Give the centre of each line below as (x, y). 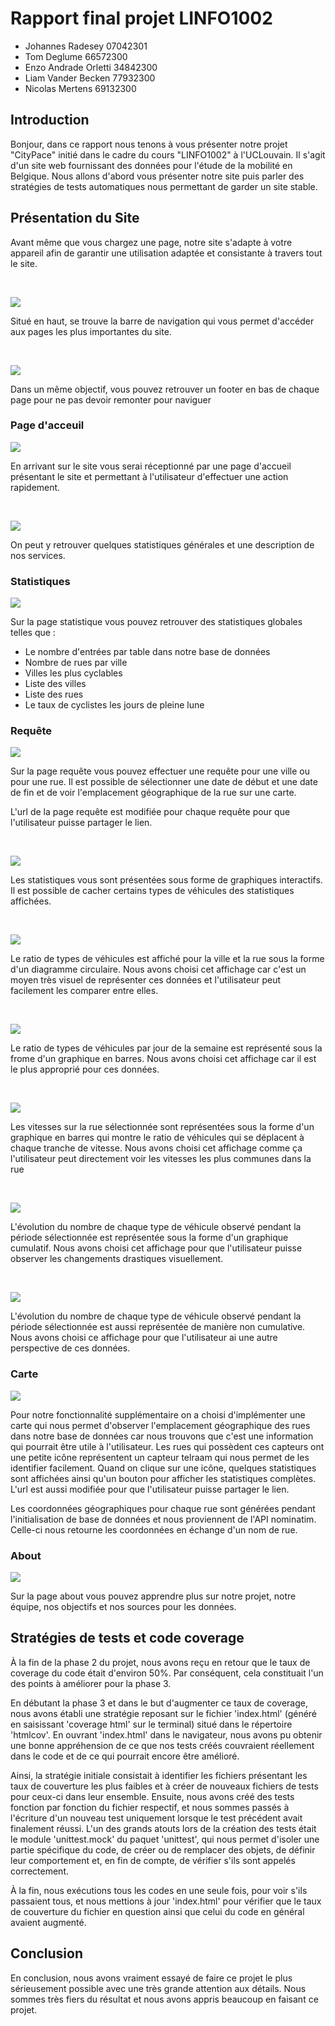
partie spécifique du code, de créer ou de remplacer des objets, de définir (163, 1849)
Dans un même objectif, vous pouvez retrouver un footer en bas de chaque (165, 389)
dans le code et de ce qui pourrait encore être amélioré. (125, 1756)
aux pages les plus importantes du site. (91, 331)
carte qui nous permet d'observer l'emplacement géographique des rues (160, 1425)
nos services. (38, 555)
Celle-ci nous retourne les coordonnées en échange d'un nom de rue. (154, 1529)
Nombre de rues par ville (76, 663)
